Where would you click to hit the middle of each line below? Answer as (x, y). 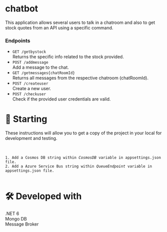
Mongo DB (16, 219)
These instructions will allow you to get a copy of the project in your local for (83, 133)
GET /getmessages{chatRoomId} (44, 73)
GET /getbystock (29, 52)
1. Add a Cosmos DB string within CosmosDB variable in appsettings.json (83, 158)
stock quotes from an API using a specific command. (59, 27)
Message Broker (22, 224)
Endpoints (18, 40)
